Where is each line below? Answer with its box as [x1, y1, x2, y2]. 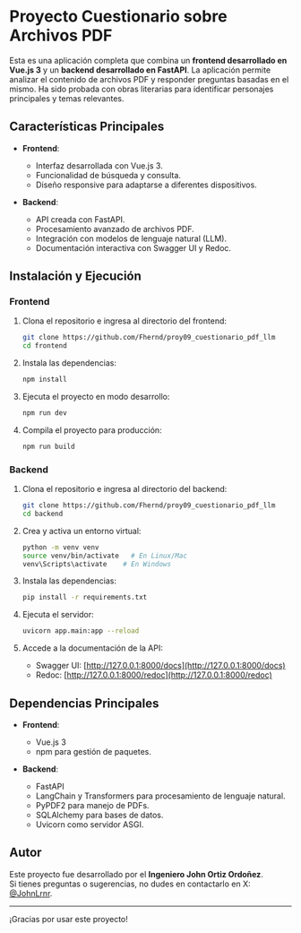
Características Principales [9, 119, 165, 134]
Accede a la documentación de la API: [21, 643, 163, 653]
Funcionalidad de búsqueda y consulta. [35, 169, 182, 180]
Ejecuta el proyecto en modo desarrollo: [21, 392, 170, 402]
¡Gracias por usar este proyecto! [9, 913, 128, 924]
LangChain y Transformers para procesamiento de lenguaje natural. [35, 790, 286, 801]
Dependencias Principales [9, 695, 159, 711]
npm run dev [21, 409, 67, 418]
